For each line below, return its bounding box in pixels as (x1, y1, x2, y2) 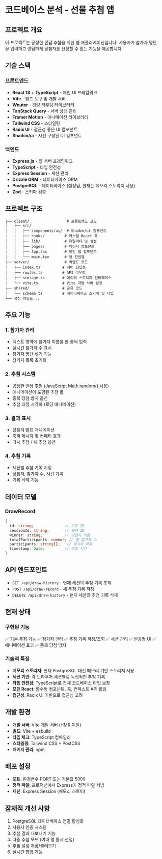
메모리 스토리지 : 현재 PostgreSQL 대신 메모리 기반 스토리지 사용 (12, 667, 135, 673)
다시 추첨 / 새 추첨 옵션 (12, 439, 56, 445)
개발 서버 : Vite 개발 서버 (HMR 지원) (12, 722, 81, 728)
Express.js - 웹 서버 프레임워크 (12, 158, 73, 164)
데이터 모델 (5, 492, 37, 501)
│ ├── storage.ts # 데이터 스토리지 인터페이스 (5, 275, 112, 280)
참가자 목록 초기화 (12, 357, 47, 363)
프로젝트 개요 (5, 26, 43, 34)
